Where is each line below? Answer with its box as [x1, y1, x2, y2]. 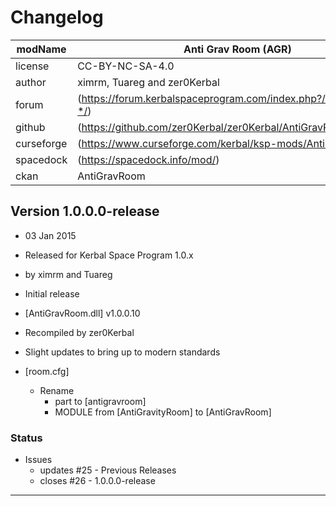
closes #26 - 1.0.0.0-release [39, 475, 156, 487]
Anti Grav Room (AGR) [183, 42, 292, 56]
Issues [24, 454, 53, 466]
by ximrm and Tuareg [24, 268, 113, 280]
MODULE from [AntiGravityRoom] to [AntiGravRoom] [54, 406, 272, 418]
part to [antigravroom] [54, 395, 147, 407]
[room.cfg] [24, 365, 70, 377]
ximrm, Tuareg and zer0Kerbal [77, 75, 220, 89]
